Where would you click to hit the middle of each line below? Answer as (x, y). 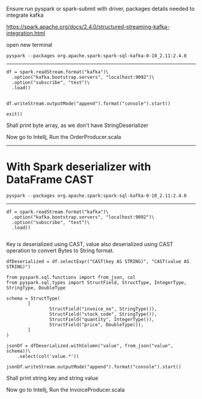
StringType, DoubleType (36, 288)
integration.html (26, 33)
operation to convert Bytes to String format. (60, 250)
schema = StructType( (33, 298)
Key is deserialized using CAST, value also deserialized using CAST (90, 244)
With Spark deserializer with (79, 167)
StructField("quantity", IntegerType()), (102, 319)
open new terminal (29, 45)
